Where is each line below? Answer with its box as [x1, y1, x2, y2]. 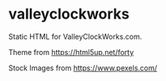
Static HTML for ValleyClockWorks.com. [8, 32, 143, 41]
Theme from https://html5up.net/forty [8, 47, 134, 57]
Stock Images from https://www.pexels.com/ [8, 62, 158, 73]
